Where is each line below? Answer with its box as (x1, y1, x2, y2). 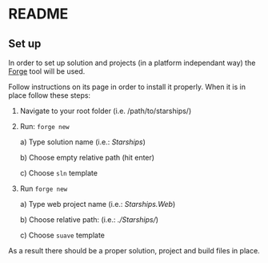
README (8, 5, 69, 23)
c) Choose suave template (19, 230, 106, 240)
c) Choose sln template (19, 168, 98, 177)
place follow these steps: (8, 91, 90, 100)
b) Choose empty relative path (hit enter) (19, 153, 154, 162)
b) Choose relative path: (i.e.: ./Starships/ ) (19, 215, 158, 225)
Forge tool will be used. (8, 67, 86, 76)
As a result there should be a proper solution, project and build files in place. (8, 246, 260, 255)
